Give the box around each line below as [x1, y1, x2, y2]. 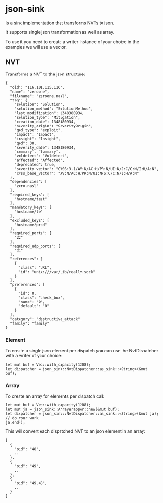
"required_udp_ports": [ [10, 244, 61, 249]
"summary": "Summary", [14, 149, 61, 154]
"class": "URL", [18, 265, 52, 270]
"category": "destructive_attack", [10, 316, 82, 322]
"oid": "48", [14, 447, 41, 452]
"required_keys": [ [10, 192, 50, 197]
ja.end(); [5, 420, 26, 425]
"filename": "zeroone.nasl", [10, 93, 69, 99]
